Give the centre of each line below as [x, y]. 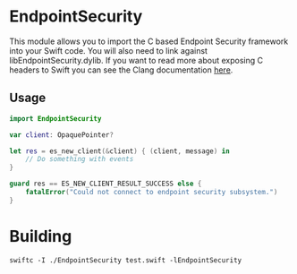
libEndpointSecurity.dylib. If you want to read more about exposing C [136, 60]
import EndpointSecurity [55, 118]
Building [41, 236]
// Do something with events [80, 159]
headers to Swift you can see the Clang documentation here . [121, 70]
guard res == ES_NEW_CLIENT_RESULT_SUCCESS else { [106, 184]
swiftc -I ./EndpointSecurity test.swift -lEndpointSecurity [126, 260]
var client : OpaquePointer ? [62, 135]
